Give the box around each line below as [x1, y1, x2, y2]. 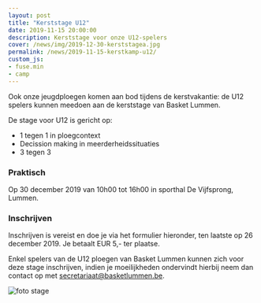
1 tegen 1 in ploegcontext [19, 131, 101, 140]
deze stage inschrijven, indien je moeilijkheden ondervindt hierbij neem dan [8, 263, 254, 272]
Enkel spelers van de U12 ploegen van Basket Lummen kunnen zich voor [8, 254, 244, 264]
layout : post [8, 11, 51, 20]
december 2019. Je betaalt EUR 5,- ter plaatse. [8, 239, 160, 249]
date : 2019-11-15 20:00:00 [8, 26, 97, 34]
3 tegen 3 [19, 147, 51, 157]
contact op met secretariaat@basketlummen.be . [8, 271, 165, 280]
